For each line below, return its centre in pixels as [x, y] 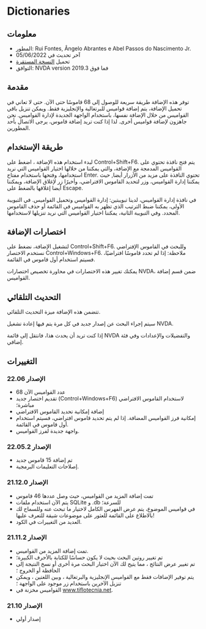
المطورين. [19, 128]
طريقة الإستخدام [35, 147]
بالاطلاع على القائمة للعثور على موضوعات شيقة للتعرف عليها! [85, 515]
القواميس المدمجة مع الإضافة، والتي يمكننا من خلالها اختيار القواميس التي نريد [94, 168]
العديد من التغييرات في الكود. [49, 521]
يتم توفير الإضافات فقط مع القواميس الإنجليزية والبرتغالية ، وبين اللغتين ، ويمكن [105, 576]
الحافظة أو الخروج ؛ [38, 570]
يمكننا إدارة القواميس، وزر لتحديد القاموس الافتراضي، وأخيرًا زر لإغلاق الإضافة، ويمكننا [103, 181]
